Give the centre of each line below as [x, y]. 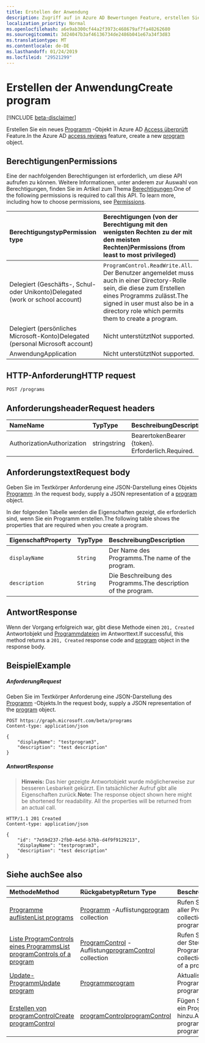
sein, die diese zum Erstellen [144, 289]
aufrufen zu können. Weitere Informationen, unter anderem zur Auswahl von [102, 182]
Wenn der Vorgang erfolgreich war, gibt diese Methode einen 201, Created [100, 627]
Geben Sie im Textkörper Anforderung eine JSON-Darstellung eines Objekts [102, 487]
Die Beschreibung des [140, 575]
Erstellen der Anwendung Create [90, 88]
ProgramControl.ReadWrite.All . [148, 265]
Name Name [27, 425]
